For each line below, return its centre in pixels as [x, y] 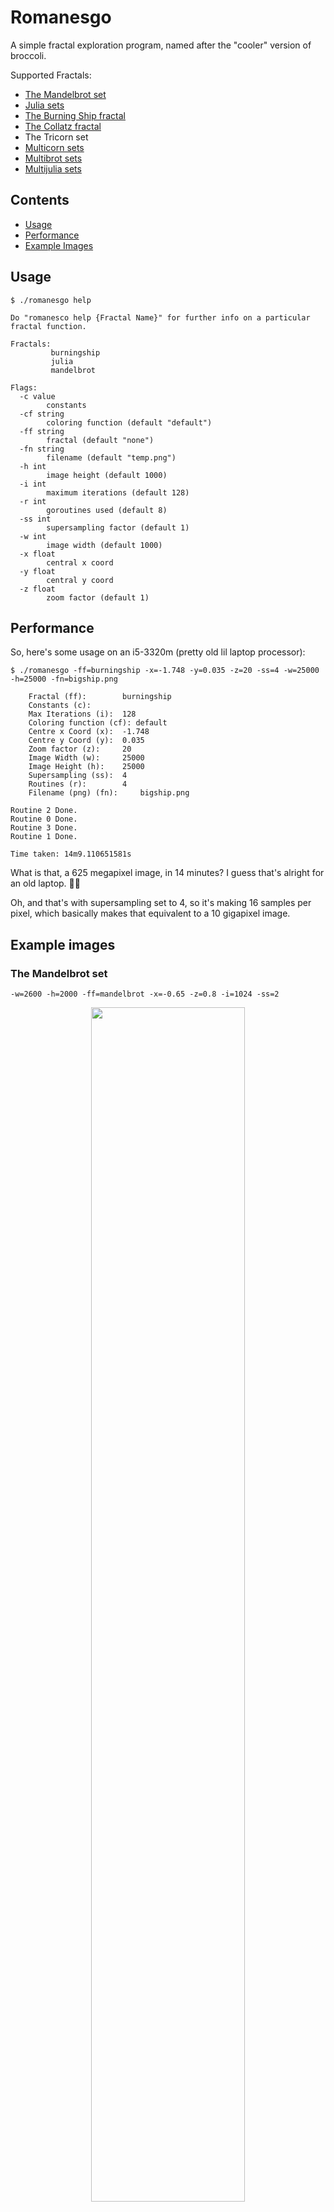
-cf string [42, 414]
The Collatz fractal [63, 126]
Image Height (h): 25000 [86, 767]
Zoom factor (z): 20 [80, 749]
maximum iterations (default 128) [118, 492]
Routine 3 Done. [44, 828]
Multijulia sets [53, 168]
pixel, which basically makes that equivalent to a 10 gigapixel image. [150, 913]
